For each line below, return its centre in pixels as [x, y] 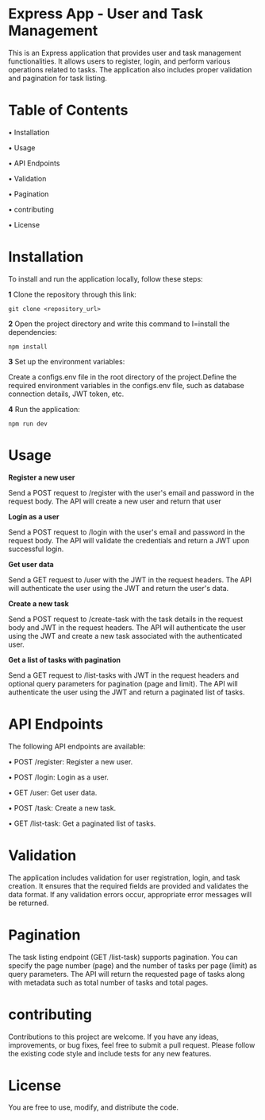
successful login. [36, 549]
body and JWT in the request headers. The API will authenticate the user [127, 627]
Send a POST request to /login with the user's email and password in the [127, 532]
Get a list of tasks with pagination [65, 659]
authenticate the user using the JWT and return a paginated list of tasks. [127, 692]
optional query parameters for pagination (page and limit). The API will [123, 683]
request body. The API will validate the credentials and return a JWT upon [129, 540]
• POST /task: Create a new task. [62, 807]
